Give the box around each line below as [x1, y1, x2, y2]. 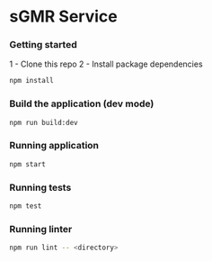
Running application [9, 139, 100, 152]
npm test [9, 202, 42, 211]
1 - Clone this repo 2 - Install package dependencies [9, 58, 204, 69]
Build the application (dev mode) [9, 97, 155, 110]
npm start [9, 159, 47, 168]
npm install [9, 76, 54, 85]
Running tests [9, 181, 72, 193]
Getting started [9, 39, 78, 51]
